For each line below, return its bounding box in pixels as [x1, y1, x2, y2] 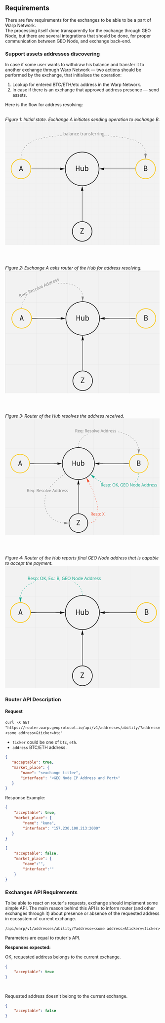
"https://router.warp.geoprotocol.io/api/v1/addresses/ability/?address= [5, 725, 161, 730]
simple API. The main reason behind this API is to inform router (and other [5, 905, 155, 911]
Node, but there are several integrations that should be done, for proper [5, 33, 151, 39]
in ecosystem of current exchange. [5, 915, 77, 921]
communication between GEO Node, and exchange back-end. [5, 38, 131, 44]
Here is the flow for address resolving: [5, 102, 83, 108]
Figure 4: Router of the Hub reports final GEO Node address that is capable [5, 555, 159, 561]
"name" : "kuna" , [23, 821, 56, 826]
